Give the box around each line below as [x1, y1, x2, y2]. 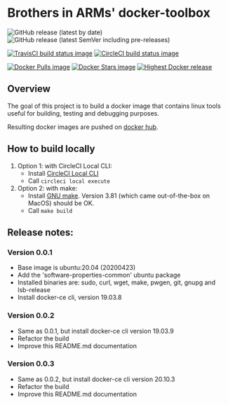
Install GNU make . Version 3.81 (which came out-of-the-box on [27, 191, 210, 200]
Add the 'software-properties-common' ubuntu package [17, 271, 181, 280]
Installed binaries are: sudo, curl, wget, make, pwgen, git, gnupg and [17, 278, 216, 287]
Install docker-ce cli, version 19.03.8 [17, 293, 122, 302]
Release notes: [7, 226, 74, 238]
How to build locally [7, 143, 95, 155]
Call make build [27, 206, 72, 214]
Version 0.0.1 [7, 247, 53, 257]
